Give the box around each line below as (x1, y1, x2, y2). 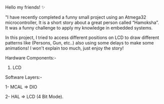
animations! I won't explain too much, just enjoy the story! (5, 45, 124, 51)
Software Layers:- (5, 74, 42, 80)
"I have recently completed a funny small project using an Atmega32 (5, 14, 146, 20)
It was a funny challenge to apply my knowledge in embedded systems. (5, 25, 153, 30)
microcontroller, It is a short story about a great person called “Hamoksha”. (5, 19, 159, 25)
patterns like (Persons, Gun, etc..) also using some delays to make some (5, 40, 154, 45)
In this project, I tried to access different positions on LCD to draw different (5, 34, 159, 40)
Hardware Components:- (5, 55, 56, 60)
